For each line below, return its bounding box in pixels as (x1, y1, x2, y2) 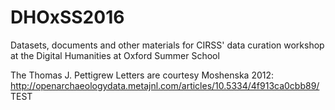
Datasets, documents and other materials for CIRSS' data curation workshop (10, 39, 325, 51)
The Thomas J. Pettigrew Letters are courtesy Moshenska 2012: (10, 69, 275, 81)
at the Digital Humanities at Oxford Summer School (10, 49, 220, 61)
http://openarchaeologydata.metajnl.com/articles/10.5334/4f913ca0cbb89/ (10, 79, 320, 91)
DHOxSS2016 (10, 6, 125, 29)
